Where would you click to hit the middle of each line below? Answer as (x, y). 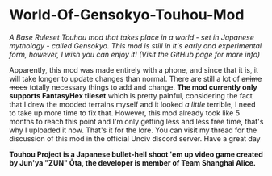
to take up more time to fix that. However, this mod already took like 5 (125, 113)
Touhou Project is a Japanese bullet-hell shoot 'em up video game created (136, 154)
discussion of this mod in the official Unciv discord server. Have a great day (135, 138)
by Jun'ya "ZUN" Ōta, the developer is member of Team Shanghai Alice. (133, 162)
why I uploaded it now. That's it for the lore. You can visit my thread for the (133, 130)
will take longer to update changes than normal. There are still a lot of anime (136, 78)
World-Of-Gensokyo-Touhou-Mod (127, 15)
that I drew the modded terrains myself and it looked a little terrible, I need (133, 104)
